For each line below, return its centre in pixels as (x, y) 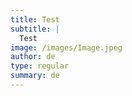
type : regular (40, 66)
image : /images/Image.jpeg (66, 47)
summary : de (35, 76)
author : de (33, 57)
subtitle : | (35, 29)
